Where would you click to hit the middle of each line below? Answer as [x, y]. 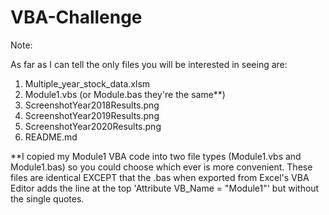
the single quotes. [47, 198]
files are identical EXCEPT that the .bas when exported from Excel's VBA [160, 177]
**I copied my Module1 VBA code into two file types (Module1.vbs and [156, 156]
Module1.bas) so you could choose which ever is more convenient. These [161, 167]
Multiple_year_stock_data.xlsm [87, 83]
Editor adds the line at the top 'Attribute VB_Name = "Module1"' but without [165, 188]
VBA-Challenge [76, 17]
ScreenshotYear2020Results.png [93, 126]
